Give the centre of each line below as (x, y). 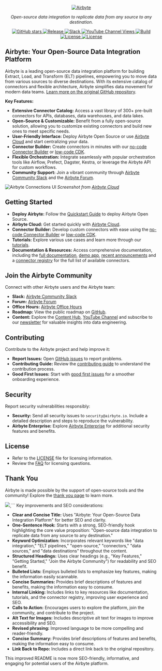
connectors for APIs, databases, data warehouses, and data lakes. (78, 115)
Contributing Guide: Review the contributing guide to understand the (81, 364)
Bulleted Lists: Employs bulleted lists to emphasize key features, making (84, 571)
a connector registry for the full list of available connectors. (71, 260)
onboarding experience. (36, 379)
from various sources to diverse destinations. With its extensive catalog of (79, 81)
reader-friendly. (28, 633)
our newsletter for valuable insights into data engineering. (69, 322)
